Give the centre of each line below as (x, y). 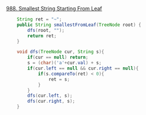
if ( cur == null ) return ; (58, 57)
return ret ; (42, 36)
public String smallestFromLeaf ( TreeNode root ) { (79, 25)
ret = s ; (59, 79)
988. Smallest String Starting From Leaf (54, 9)
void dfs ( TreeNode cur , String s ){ (61, 52)
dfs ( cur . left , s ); (50, 96)
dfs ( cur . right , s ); (51, 101)
